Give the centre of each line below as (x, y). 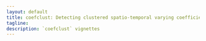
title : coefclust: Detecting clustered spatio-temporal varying (90, 17)
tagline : (17, 23)
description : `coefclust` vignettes (53, 29)
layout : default (27, 12)
